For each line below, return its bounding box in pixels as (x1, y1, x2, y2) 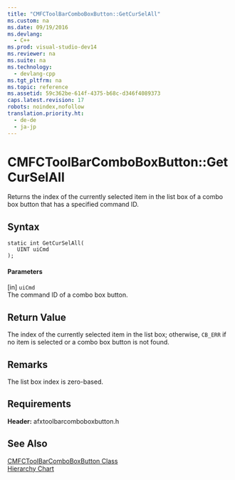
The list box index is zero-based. (7, 377, 104, 386)
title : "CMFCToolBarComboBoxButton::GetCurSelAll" (7, 10, 161, 18)
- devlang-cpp (14, 70, 56, 77)
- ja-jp (14, 123, 37, 131)
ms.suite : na (7, 57, 46, 64)
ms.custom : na (7, 17, 50, 24)
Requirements (7, 398, 71, 410)
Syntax (7, 220, 40, 233)
